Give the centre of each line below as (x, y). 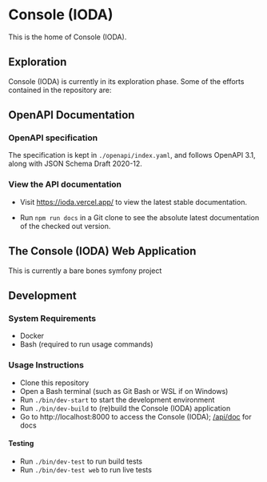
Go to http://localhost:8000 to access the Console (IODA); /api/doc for (135, 416)
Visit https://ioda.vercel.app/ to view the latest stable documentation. (133, 202)
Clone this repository (54, 383)
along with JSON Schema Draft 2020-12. (75, 164)
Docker (32, 336)
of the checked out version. (65, 226)
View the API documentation (65, 184)
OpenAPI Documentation (72, 115)
